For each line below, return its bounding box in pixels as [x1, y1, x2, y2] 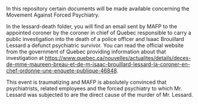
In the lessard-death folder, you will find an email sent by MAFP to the [6, 23, 178, 30]
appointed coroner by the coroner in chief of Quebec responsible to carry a [6, 29, 192, 36]
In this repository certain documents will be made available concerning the [6, 5, 190, 12]
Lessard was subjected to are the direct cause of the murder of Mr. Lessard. [6, 92, 193, 98]
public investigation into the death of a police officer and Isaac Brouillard [6, 36, 184, 42]
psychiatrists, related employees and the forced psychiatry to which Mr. [6, 85, 182, 92]
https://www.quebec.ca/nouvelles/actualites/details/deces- [44, 55, 191, 61]
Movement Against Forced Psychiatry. [6, 11, 100, 18]
